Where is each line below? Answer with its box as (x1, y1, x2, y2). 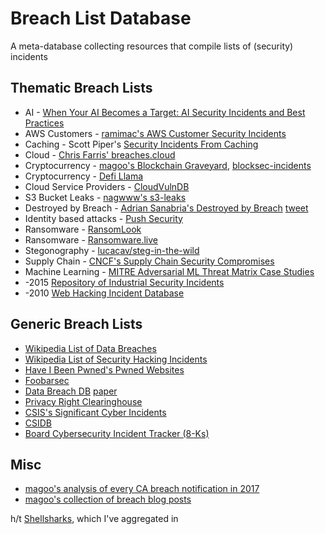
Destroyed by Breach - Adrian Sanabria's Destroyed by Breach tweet (24, 202, 309, 214)
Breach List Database (10, 7, 192, 30)
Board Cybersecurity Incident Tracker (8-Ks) (24, 427, 210, 439)
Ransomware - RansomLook (24, 223, 142, 235)
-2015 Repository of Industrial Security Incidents (24, 276, 225, 288)
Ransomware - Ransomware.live (24, 233, 158, 246)
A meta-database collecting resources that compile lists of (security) (10, 40, 294, 52)
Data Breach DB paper (24, 385, 118, 397)
